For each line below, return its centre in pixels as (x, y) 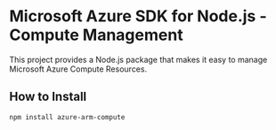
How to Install (48, 97)
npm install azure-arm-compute (67, 117)
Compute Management (97, 35)
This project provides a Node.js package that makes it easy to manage (138, 59)
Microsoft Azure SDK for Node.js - (138, 16)
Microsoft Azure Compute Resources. (78, 69)
